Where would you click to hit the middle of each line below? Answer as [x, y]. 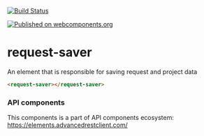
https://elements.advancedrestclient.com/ [67, 125]
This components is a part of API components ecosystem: [91, 118]
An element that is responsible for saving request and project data [102, 71]
